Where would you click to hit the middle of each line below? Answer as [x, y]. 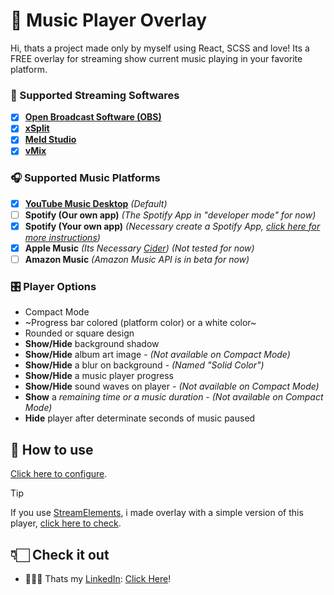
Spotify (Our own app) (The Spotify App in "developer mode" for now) [170, 215]
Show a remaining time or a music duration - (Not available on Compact [174, 397]
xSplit [37, 128]
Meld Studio [50, 140]
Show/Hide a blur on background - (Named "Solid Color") [144, 365]
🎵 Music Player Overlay [109, 20]
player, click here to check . [66, 523]
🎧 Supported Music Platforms [85, 178]
